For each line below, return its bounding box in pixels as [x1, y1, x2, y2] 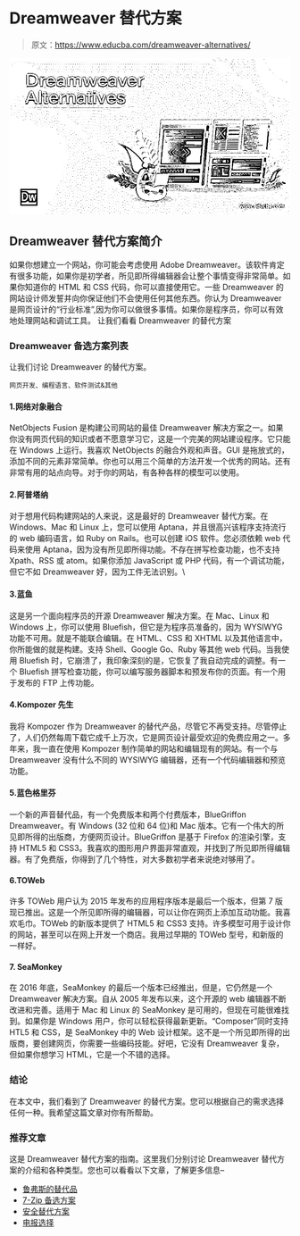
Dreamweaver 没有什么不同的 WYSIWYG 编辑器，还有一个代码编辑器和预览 [9, 754, 286, 764]
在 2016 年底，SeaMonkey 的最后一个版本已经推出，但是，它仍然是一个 [9, 982, 273, 993]
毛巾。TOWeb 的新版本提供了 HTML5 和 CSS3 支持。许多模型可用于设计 [16, 918, 283, 929]
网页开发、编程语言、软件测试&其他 [9, 381, 119, 390]
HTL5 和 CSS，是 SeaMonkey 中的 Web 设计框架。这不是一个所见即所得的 [9, 1027, 283, 1038]
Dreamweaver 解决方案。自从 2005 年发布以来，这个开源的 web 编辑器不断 [9, 993, 287, 1005]
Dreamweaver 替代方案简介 [9, 234, 162, 249]
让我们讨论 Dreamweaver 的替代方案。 [9, 362, 152, 372]
